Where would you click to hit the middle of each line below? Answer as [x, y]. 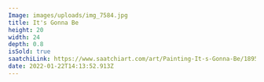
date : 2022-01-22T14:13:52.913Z [61, 66]
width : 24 [24, 37]
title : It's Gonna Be [44, 23]
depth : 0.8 [26, 45]
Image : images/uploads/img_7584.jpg [68, 15]
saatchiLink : [29, 59]
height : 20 [26, 30]
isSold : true [29, 52]
